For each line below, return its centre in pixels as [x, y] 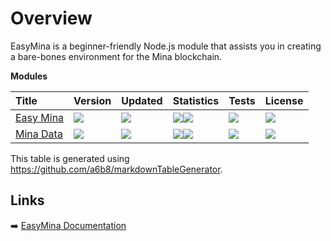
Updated [142, 100]
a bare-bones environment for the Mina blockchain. [116, 56]
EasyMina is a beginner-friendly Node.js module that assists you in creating [166, 46]
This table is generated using [70, 158]
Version [92, 100]
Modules [29, 76]
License [284, 100]
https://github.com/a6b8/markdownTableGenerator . [116, 169]
